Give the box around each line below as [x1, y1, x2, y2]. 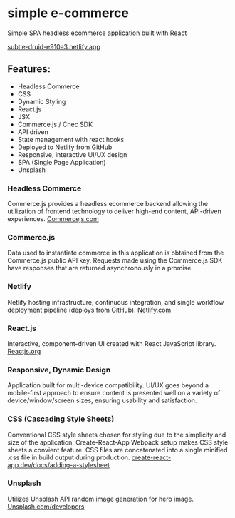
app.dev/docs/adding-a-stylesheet [7, 460, 110, 469]
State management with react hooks [17, 135, 125, 143]
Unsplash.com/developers [7, 502, 85, 511]
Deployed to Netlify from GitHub [17, 143, 113, 151]
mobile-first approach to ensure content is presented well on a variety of [7, 389, 221, 397]
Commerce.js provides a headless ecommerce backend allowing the [7, 200, 209, 208]
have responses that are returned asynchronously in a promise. [7, 264, 194, 273]
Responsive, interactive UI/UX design [17, 150, 127, 158]
